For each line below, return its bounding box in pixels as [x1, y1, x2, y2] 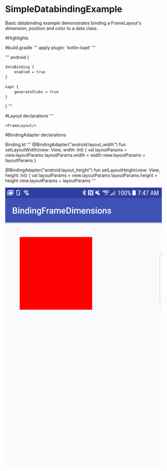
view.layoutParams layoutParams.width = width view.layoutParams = [5, 152, 146, 158]
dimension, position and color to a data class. [5, 25, 98, 31]
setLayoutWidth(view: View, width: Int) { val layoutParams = [5, 147, 127, 153]
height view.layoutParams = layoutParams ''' [5, 177, 96, 183]
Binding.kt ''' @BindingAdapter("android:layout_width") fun [5, 141, 126, 148]
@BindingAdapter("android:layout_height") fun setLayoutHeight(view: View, [5, 167, 160, 173]
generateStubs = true [14, 89, 59, 94]
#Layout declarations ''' [5, 113, 54, 119]
